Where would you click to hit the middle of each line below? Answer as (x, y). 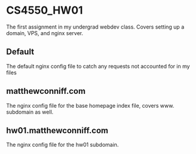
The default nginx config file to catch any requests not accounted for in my (98, 66)
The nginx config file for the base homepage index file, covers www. (90, 105)
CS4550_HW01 (45, 10)
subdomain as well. (30, 112)
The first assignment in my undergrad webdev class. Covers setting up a (95, 27)
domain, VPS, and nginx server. (45, 33)
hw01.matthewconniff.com (57, 131)
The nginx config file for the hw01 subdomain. (63, 145)
